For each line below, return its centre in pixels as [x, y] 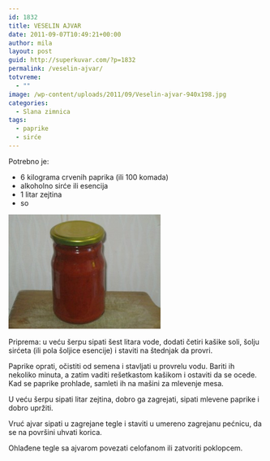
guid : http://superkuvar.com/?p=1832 [72, 60]
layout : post [30, 52]
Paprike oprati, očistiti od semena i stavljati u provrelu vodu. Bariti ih [122, 366]
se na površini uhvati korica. [56, 432]
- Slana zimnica [43, 111]
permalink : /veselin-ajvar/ [56, 69]
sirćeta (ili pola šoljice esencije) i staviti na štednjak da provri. [111, 350]
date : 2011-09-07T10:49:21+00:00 [65, 34]
